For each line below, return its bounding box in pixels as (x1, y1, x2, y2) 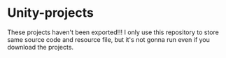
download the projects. (7, 43, 74, 51)
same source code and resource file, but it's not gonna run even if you (7, 35, 210, 43)
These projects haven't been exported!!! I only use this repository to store (7, 28, 219, 36)
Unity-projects (7, 5, 94, 21)
